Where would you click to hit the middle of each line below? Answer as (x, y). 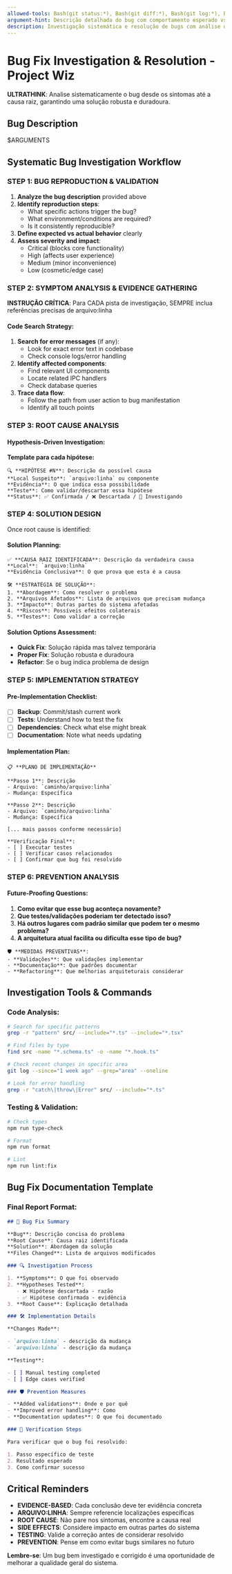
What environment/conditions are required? (89, 218)
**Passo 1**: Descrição (41, 781)
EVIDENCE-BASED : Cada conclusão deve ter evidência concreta (109, 1506)
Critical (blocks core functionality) (76, 248)
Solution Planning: (34, 545)
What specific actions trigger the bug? (82, 211)
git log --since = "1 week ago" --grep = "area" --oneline (88, 1071)
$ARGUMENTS (29, 140)
